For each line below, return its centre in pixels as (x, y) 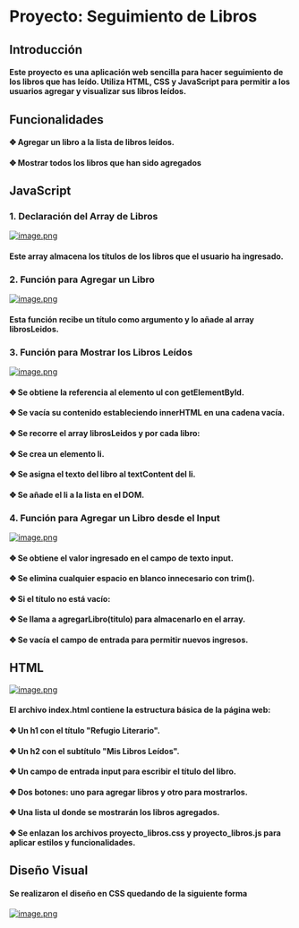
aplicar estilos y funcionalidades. (73, 843)
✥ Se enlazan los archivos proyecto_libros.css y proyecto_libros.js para (145, 833)
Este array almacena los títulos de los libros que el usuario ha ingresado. (146, 256)
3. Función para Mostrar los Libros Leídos (101, 352)
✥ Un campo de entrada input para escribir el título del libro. (123, 771)
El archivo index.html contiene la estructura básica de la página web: (140, 710)
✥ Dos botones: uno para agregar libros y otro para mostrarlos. (128, 792)
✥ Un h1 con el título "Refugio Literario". (85, 731)
